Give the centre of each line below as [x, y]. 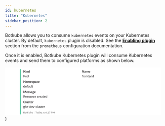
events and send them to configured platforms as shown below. [70, 61]
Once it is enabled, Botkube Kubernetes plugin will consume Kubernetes [79, 55]
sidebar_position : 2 [26, 21]
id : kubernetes [21, 10]
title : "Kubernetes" [26, 16]
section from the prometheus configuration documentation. [64, 46]
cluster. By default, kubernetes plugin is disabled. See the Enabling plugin [80, 41]
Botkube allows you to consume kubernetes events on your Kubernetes [77, 35]
